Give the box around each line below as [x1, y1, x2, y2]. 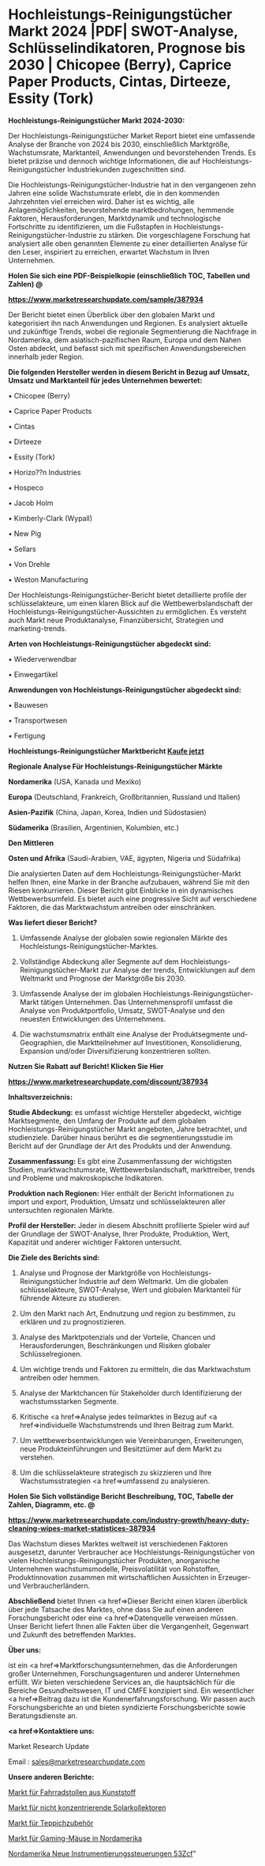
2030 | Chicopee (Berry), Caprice [8, 56, 232, 74]
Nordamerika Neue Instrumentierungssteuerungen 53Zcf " [8, 1849, 197, 1858]
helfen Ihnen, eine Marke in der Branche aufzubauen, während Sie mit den [8, 877, 250, 886]
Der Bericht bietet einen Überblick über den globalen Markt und [8, 310, 215, 319]
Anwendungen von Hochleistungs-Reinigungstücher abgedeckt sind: [8, 685, 242, 694]
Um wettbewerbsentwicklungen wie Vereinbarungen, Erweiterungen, [19, 1435, 244, 1445]
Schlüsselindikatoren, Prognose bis [8, 40, 246, 57]
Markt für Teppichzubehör [8, 1818, 94, 1827]
